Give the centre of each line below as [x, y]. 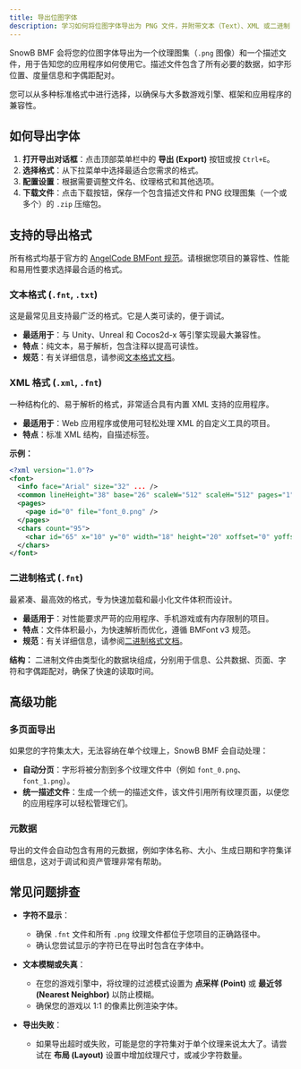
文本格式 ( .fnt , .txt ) [54, 295]
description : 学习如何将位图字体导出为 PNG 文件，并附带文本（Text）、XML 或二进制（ [153, 26]
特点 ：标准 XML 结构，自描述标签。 [88, 434]
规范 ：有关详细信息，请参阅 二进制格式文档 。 [105, 640]
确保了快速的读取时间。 [115, 671]
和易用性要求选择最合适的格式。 [68, 269]
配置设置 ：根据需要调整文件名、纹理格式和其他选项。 [120, 182]
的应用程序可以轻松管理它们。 [77, 803]
